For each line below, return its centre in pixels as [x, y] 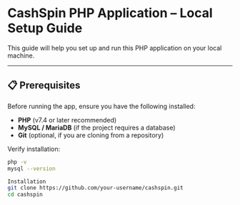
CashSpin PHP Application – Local [110, 13]
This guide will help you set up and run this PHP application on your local [115, 48]
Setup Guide [45, 28]
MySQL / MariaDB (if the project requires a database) [97, 127]
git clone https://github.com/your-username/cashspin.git [95, 188]
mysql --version [31, 169]
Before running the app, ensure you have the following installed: [101, 106]
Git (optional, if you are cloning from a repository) [91, 135]
